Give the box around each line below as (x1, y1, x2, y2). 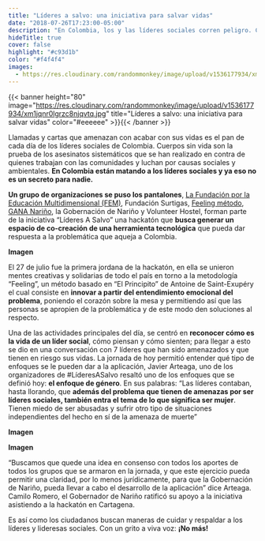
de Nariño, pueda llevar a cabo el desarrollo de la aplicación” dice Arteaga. (8, 483, 252, 492)
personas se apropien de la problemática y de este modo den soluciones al (8, 304, 252, 314)
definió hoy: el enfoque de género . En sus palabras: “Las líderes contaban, (8, 378, 252, 388)
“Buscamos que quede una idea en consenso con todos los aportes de (8, 457, 239, 467)
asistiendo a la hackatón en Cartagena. (8, 499, 136, 509)
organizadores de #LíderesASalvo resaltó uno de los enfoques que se (8, 370, 235, 379)
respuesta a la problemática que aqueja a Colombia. (8, 231, 177, 241)
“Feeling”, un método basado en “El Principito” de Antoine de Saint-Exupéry (8, 279, 254, 288)
